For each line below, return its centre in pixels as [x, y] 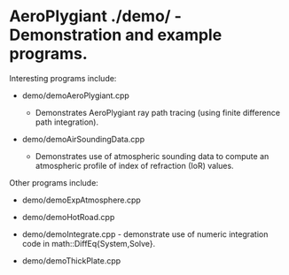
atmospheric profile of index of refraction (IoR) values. [134, 165]
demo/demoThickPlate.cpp [71, 260]
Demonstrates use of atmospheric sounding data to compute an [152, 156]
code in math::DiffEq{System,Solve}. [89, 243]
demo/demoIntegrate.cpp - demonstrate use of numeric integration [145, 234]
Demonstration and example [116, 35]
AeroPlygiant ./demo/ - [95, 16]
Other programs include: [54, 182]
